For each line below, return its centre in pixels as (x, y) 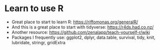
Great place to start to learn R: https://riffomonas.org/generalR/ (75, 22)
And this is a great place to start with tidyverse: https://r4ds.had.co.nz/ (82, 27)
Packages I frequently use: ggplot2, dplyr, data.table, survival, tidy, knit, (83, 37)
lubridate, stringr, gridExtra (38, 42)
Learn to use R (34, 8)
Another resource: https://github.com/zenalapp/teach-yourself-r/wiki (81, 32)
